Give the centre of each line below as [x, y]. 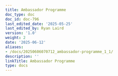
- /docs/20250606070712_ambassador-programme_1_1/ [59, 51]
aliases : [14, 47]
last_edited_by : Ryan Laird [35, 28]
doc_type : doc [20, 14]
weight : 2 [16, 38]
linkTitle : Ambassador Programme [40, 61]
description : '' [22, 56]
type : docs [17, 65]
